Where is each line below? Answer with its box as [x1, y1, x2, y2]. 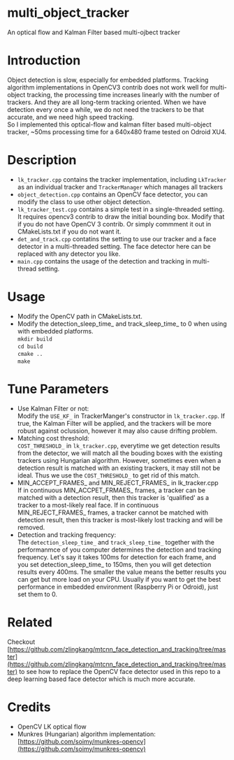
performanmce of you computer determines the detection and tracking [17, 545, 221, 554]
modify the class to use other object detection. [17, 197, 152, 206]
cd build [17, 343, 43, 350]
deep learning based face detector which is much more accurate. [7, 675, 196, 683]
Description [7, 152, 77, 169]
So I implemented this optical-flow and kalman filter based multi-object [7, 120, 212, 129]
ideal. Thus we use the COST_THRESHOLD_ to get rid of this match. [17, 471, 200, 480]
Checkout [7, 638, 36, 646]
